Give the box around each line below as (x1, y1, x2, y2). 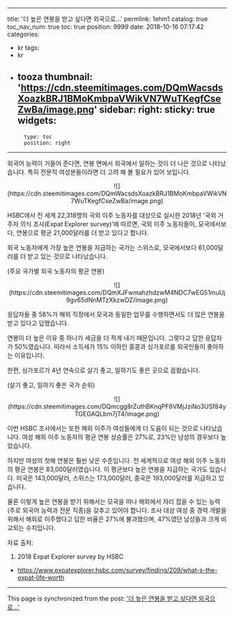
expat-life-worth (17, 573, 65, 582)
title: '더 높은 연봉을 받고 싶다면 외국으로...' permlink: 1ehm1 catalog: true (7, 15, 208, 23)
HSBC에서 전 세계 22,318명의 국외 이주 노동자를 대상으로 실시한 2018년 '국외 (7, 211, 217, 219)
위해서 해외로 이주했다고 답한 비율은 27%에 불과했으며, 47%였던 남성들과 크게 (7, 515, 219, 523)
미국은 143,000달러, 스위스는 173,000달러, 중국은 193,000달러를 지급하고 (16, 473, 217, 482)
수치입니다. (25, 523, 56, 531)
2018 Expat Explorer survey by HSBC (17, 552, 124, 561)
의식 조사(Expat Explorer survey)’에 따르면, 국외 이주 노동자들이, (19, 219, 197, 228)
